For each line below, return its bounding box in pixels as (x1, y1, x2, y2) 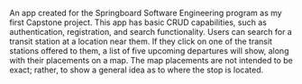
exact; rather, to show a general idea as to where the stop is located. (9, 64, 264, 75)
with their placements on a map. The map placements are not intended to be (9, 55, 293, 65)
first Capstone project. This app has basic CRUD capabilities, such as (9, 17, 268, 28)
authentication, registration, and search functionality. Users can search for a (9, 27, 293, 37)
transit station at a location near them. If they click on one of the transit (9, 36, 273, 46)
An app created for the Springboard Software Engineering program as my (9, 8, 282, 18)
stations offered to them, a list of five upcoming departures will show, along (9, 46, 289, 56)
